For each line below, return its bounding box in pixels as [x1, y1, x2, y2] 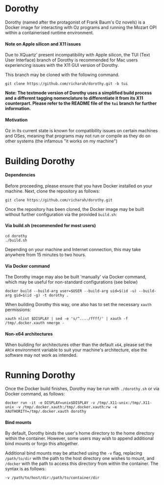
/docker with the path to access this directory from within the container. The [5, 460, 159, 467]
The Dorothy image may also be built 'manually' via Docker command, [5, 274, 147, 280]
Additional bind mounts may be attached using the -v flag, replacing [5, 450, 142, 456]
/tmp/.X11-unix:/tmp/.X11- [97, 400, 152, 405]
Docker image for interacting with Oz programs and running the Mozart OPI [5, 24, 157, 30]
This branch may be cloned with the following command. [5, 72, 120, 78]
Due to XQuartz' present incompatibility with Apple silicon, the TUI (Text [5, 52, 150, 58]
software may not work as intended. [5, 352, 78, 358]
